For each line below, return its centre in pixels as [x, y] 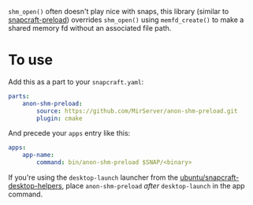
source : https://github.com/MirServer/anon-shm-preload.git [137, 111]
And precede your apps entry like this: [69, 133]
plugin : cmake [60, 118]
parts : [19, 96]
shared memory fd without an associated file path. [90, 28]
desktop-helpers [35, 186]
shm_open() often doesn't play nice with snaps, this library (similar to [119, 11]
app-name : [39, 155]
